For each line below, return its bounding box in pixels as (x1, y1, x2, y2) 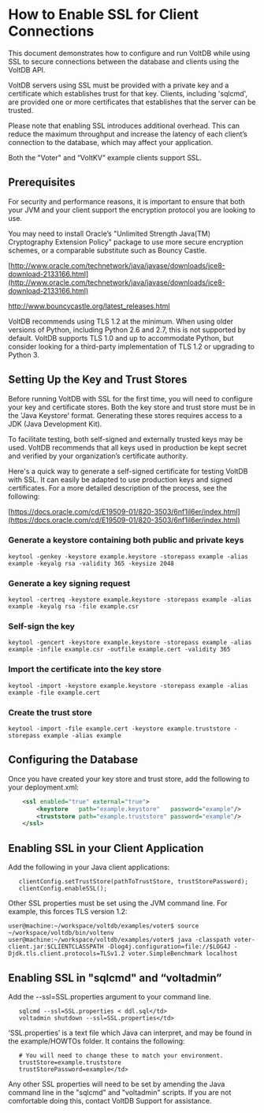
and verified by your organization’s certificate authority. (8, 451, 188, 461)
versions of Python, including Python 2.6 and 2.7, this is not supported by (8, 325, 246, 334)
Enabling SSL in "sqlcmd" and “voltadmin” (8, 971, 222, 984)
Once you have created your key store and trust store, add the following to (8, 774, 250, 783)
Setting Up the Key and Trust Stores (8, 373, 188, 387)
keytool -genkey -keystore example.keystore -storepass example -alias (8, 552, 248, 561)
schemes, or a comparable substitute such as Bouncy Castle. (8, 245, 207, 255)
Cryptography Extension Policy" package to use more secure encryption (8, 237, 244, 246)
